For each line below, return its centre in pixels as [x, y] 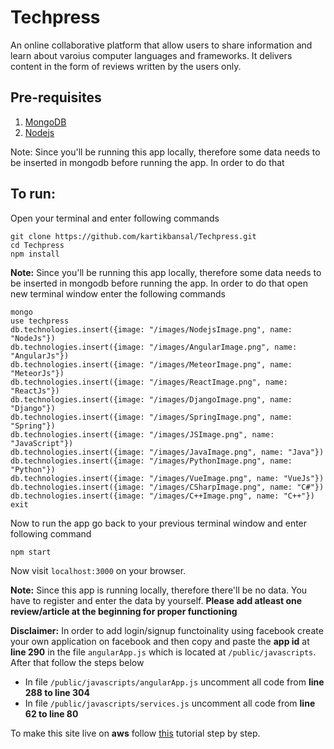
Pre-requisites [56, 97]
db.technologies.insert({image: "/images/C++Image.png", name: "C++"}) [162, 496]
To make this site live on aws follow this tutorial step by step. [135, 733]
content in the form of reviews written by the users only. [126, 66]
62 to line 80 [51, 713]
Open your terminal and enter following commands [115, 218]
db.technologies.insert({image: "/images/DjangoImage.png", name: [151, 399]
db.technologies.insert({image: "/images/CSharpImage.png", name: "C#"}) [167, 487]
